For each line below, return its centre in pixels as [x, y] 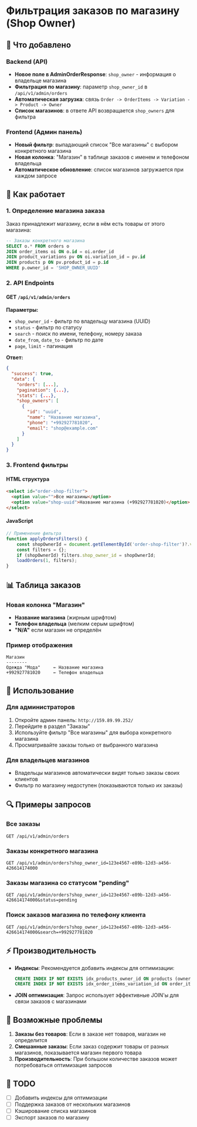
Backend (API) [27, 62]
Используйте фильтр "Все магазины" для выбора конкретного [93, 732]
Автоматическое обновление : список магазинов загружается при [99, 170]
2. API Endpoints [30, 283]
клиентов [26, 779]
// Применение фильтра [34, 534]
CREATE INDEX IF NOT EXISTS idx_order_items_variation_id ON [91, 984]
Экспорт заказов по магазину [52, 1118]
